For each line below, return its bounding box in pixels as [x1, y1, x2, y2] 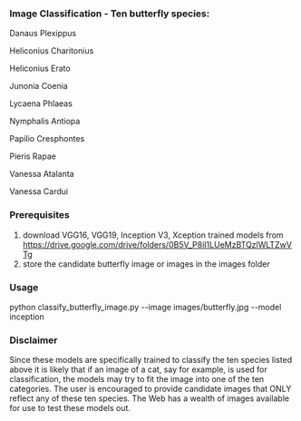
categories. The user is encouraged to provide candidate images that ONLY [9, 384, 292, 395]
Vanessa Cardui [9, 186, 69, 197]
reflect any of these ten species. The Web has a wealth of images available [9, 393, 290, 404]
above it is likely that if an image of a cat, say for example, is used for [9, 364, 267, 375]
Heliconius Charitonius [9, 45, 94, 56]
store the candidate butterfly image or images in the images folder [22, 258, 270, 269]
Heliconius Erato [9, 63, 71, 74]
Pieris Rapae [9, 151, 57, 162]
